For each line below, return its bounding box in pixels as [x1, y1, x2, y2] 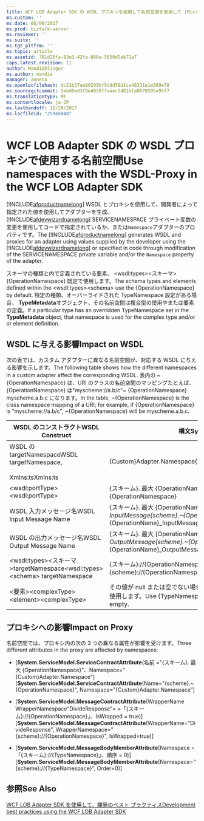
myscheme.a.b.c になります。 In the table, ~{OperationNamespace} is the [6, 394, 189, 401]
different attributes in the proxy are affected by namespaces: [6, 646, 158, 653]
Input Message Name [9, 515, 71, 523]
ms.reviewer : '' [6, 32, 47, 38]
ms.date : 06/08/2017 [6, 20, 59, 26]
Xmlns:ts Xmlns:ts [9, 473, 59, 482]
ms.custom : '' [6, 15, 42, 21]
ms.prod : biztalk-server [6, 26, 69, 32]
